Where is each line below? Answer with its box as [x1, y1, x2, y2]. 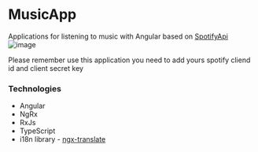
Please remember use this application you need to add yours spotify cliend [8, 55, 251, 65]
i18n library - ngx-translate [19, 135, 106, 144]
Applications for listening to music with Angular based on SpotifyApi [8, 32, 228, 41]
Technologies [8, 83, 61, 94]
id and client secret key [8, 63, 84, 72]
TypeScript [19, 126, 56, 135]
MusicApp [8, 6, 77, 24]
